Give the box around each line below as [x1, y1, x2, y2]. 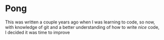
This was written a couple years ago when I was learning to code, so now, [5, 19, 155, 25]
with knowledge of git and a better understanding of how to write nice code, [5, 24, 160, 30]
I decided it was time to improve [5, 29, 70, 35]
